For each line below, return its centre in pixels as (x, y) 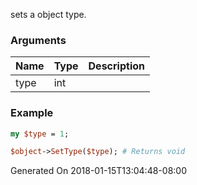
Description (116, 66)
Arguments (38, 40)
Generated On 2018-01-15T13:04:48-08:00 (98, 171)
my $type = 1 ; (40, 134)
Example (32, 113)
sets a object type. (48, 14)
